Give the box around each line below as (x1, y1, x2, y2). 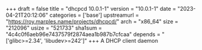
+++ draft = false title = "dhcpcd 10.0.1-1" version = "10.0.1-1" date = (5, 5, 176, 12)
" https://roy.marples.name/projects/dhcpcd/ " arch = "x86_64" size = (5, 18, 178, 25)
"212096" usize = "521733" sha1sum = (5, 24, 103, 31)
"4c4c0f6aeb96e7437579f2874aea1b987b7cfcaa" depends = (5, 31, 161, 38)
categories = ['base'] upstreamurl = (49, 11, 139, 19)
